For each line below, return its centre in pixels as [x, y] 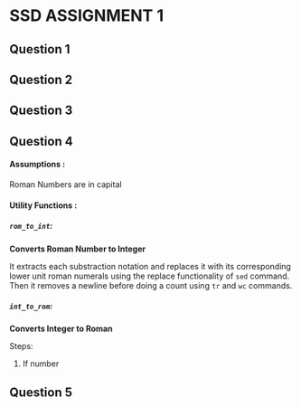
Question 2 [41, 79]
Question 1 [40, 49]
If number [41, 364]
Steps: [21, 346]
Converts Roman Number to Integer [78, 249]
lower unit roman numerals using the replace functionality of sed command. [150, 276]
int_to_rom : [31, 306]
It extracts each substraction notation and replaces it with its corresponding [150, 266]
